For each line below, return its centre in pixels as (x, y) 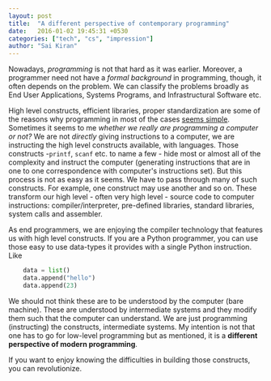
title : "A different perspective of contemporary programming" (119, 24)
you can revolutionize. (45, 368)
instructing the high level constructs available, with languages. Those (124, 145)
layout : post (30, 16)
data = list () (47, 271)
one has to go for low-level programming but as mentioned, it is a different (133, 335)
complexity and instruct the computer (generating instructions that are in (129, 162)
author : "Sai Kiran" (43, 46)
